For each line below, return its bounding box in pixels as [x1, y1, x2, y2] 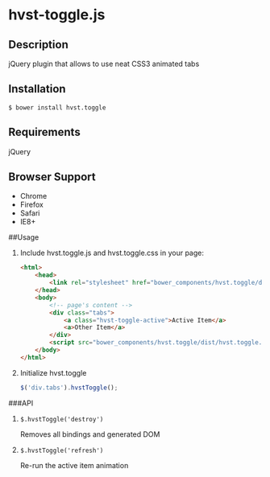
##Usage [8, 232, 39, 242]
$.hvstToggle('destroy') [19, 415, 104, 423]
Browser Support [8, 171, 97, 184]
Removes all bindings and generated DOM [19, 429, 160, 439]
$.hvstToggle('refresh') [19, 446, 104, 454]
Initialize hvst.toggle [19, 368, 87, 377]
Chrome [19, 191, 48, 201]
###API [8, 398, 34, 408]
